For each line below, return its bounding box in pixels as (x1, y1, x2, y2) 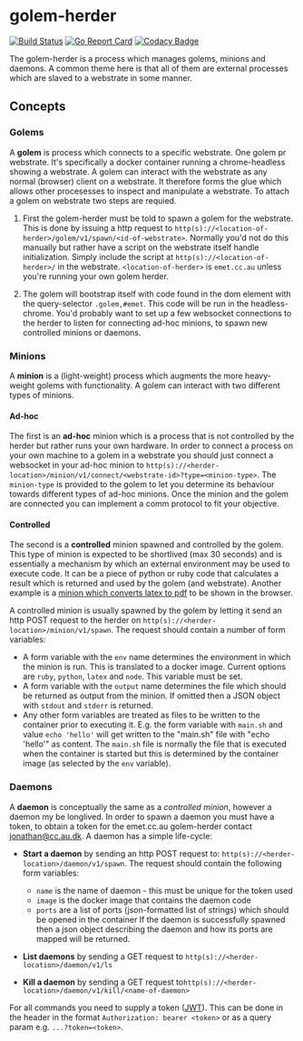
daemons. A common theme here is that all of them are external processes (9, 63, 288, 74)
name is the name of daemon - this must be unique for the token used (35, 885, 293, 896)
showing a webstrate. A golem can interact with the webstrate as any (9, 165, 268, 177)
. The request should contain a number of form (110, 625, 286, 636)
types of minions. (9, 389, 74, 400)
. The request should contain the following (123, 857, 283, 868)
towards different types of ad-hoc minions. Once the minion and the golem (9, 488, 288, 500)
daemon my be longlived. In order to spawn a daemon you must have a (9, 811, 275, 822)
